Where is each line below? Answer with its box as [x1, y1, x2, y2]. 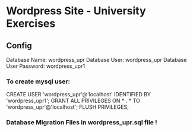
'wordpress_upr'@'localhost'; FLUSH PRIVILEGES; [6, 103, 129, 111]
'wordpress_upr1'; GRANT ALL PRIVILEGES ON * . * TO [6, 97, 141, 105]
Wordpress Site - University [6, 4, 147, 18]
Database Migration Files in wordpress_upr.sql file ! [6, 118, 157, 127]
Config [6, 40, 32, 51]
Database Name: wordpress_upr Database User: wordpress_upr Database [6, 56, 187, 63]
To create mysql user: [6, 77, 70, 86]
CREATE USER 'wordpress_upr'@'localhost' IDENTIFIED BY [6, 91, 151, 98]
